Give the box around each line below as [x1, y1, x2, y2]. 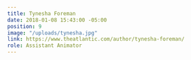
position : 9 [7, 23, 42, 30]
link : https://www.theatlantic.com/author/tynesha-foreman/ [7, 36, 185, 43]
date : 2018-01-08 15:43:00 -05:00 [7, 17, 108, 23]
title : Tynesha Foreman [7, 10, 76, 17]
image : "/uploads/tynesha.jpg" [7, 29, 98, 37]
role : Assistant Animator [7, 42, 82, 49]
